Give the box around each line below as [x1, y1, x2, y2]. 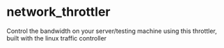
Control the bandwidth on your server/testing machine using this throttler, [6, 27, 217, 35]
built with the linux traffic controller [6, 34, 107, 42]
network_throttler [6, 4, 111, 20]
